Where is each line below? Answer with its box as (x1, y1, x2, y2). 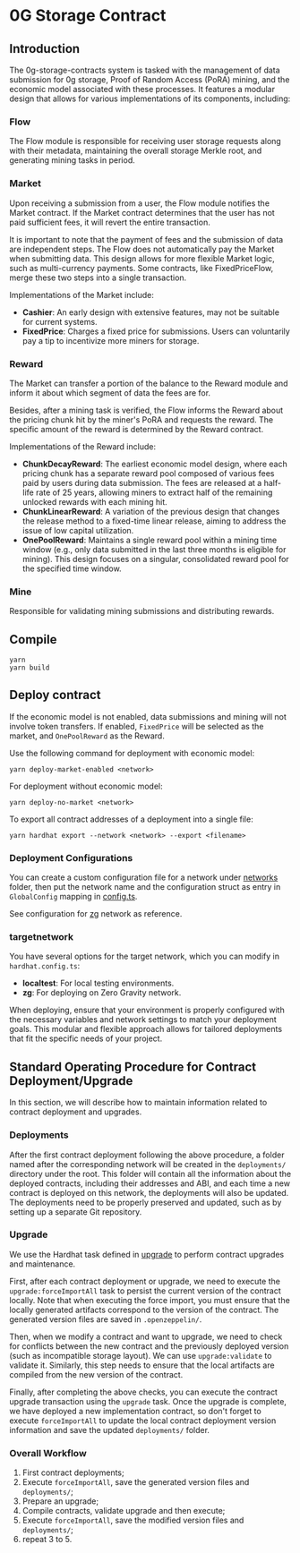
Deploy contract (9, 687, 101, 703)
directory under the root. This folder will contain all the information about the (9, 1168, 292, 1179)
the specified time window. (21, 563, 123, 574)
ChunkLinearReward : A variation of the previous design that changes (21, 506, 280, 516)
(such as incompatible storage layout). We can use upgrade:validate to (9, 1350, 272, 1361)
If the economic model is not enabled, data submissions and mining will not (9, 711, 287, 721)
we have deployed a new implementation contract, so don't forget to (9, 1405, 261, 1416)
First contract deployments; (21, 1467, 124, 1478)
